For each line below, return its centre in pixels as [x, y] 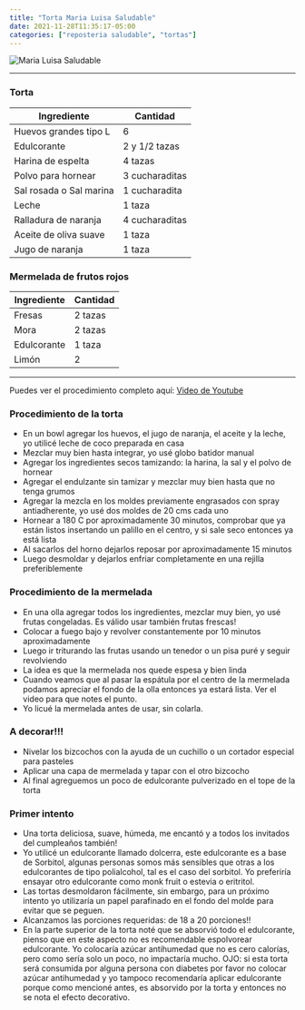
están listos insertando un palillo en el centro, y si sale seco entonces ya [157, 530]
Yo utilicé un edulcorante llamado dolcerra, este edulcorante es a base [154, 853]
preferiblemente [53, 569]
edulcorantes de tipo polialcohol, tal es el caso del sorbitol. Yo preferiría [157, 872]
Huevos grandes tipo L [62, 131]
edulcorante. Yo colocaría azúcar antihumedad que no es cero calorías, [156, 949]
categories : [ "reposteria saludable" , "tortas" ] [103, 34]
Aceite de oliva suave [59, 234]
